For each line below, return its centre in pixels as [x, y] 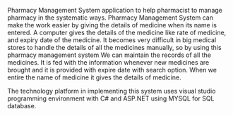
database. [22, 106]
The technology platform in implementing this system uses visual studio [112, 91]
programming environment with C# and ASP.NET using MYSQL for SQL [111, 98]
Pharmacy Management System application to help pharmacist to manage [115, 10]
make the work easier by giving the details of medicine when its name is [112, 25]
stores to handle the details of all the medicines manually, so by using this [114, 47]
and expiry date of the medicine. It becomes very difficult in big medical [112, 40]
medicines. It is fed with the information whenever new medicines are [108, 62]
